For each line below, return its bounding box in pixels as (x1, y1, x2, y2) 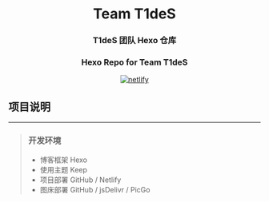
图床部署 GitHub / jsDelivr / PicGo (39, 184, 151, 194)
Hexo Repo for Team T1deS (81, 57, 188, 68)
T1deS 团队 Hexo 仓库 (92, 35, 177, 46)
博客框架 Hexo (39, 155, 88, 164)
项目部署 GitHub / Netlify (39, 175, 122, 184)
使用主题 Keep (39, 164, 88, 174)
